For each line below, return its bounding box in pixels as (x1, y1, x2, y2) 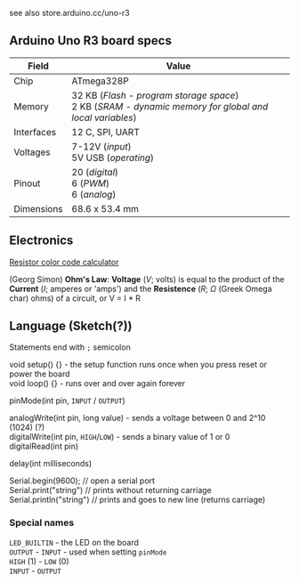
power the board (9, 368, 70, 379)
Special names (9, 516, 75, 529)
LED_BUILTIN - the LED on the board (9, 537, 140, 547)
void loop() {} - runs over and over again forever (9, 378, 186, 389)
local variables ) (71, 111, 137, 124)
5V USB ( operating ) (71, 151, 154, 164)
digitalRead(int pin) (9, 441, 79, 452)
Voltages (13, 146, 51, 158)
